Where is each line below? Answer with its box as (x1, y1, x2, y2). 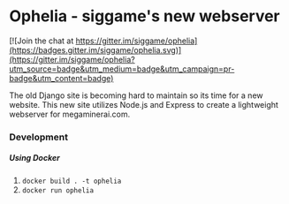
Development (9, 131, 69, 143)
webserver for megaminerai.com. (9, 109, 131, 119)
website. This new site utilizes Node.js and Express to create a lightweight (9, 99, 278, 110)
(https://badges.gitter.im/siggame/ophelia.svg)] (9, 44, 182, 55)
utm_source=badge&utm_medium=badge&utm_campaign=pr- (9, 64, 235, 74)
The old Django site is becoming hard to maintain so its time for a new (9, 90, 263, 101)
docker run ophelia (21, 185, 95, 195)
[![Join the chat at (9, 35, 74, 46)
